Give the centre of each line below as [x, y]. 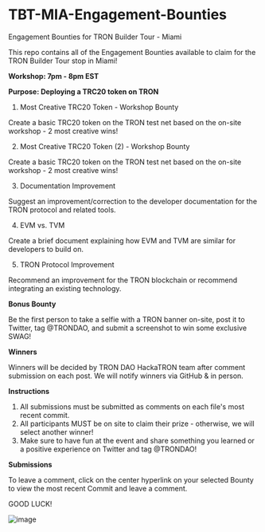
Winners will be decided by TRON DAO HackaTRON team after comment [127, 367]
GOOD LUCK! [30, 503]
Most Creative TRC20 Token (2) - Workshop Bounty [105, 146]
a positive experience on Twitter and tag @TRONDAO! [108, 449]
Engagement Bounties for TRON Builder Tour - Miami [95, 37]
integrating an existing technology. [65, 288]
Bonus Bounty [32, 304]
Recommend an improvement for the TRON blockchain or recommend [123, 280]
